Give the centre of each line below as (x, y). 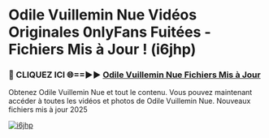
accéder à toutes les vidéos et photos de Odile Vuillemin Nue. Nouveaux (130, 101)
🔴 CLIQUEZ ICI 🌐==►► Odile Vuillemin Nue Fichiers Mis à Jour (135, 75)
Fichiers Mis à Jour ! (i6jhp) (102, 50)
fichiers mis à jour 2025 (48, 110)
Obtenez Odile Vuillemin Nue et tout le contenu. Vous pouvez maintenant (130, 93)
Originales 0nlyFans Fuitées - (110, 32)
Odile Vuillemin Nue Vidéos (103, 15)
